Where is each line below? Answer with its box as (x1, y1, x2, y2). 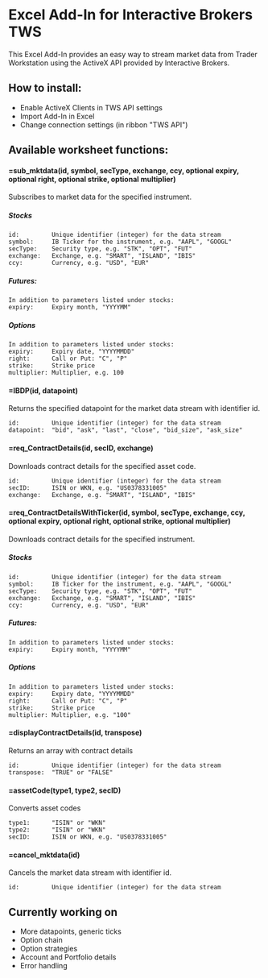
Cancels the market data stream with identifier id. (8, 868, 172, 877)
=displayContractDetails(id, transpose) (8, 727, 142, 738)
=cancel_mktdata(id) (8, 850, 80, 860)
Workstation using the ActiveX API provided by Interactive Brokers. (8, 58, 230, 68)
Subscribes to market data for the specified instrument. (8, 192, 192, 202)
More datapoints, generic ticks (19, 926, 122, 936)
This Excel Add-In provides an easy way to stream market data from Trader (8, 49, 258, 59)
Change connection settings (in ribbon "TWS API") (19, 119, 188, 130)
